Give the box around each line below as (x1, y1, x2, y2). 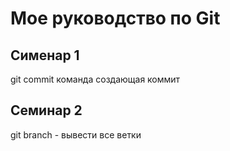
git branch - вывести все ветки (10, 128, 142, 141)
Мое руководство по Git (10, 7, 221, 30)
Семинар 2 (10, 102, 83, 119)
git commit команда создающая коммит (10, 73, 181, 85)
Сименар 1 (10, 47, 80, 64)
